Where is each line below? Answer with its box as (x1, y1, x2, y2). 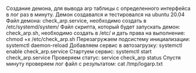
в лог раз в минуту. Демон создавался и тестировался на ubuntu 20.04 (6, 11, 185, 18)
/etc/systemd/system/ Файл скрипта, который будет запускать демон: (6, 23, 180, 30)
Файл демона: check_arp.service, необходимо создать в (6, 17, 147, 24)
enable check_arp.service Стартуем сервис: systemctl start (6, 48, 152, 54)
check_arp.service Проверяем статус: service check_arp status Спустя (6, 54, 181, 61)
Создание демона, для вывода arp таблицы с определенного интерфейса (6, 5, 191, 12)
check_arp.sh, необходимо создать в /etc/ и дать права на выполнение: (6, 30, 185, 36)
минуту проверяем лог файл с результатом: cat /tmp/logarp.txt (6, 60, 163, 67)
